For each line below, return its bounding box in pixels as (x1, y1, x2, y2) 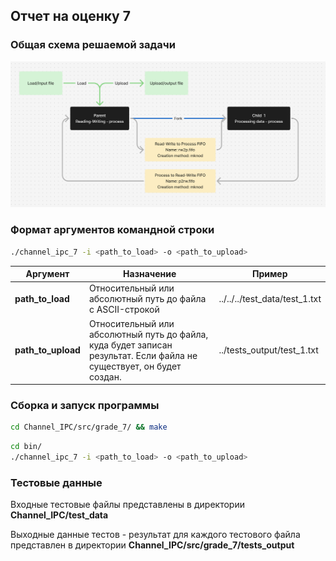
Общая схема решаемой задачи (10, 38, 176, 52)
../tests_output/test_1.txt (218, 344, 319, 356)
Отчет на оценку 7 (10, 8, 131, 25)
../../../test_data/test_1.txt (218, 293, 322, 305)
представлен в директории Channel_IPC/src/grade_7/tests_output (10, 539, 295, 551)
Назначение (123, 268, 177, 280)
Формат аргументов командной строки (10, 223, 215, 237)
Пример (251, 268, 288, 280)
